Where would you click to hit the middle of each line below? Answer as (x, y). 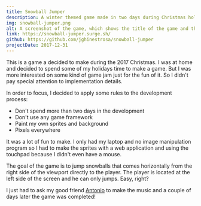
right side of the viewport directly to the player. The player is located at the (98, 172)
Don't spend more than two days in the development (80, 111)
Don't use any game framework (54, 117)
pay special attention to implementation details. (64, 81)
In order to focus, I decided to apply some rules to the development (89, 93)
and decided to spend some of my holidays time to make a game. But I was (99, 68)
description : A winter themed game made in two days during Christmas (96, 17)
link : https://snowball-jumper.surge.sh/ (59, 34)
